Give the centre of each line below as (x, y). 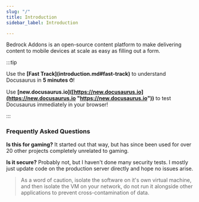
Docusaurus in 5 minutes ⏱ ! (41, 80)
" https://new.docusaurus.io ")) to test (124, 98)
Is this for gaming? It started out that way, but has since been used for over (99, 144)
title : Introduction (32, 17)
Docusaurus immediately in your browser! (57, 105)
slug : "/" (18, 12)
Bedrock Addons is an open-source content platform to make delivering (94, 44)
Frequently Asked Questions (48, 132)
